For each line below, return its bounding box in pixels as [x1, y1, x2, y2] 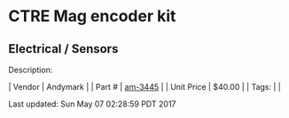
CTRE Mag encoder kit [8, 6, 176, 26]
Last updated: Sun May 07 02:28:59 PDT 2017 [8, 99, 176, 109]
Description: [8, 64, 53, 75]
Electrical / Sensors [8, 41, 119, 56]
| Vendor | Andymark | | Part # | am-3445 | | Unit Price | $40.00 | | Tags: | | [8, 82, 281, 92]
